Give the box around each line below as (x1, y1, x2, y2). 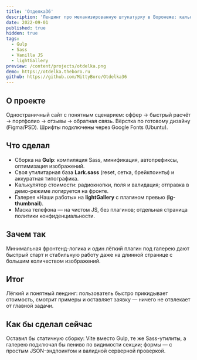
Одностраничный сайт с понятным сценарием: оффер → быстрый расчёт (6, 111, 191, 118)
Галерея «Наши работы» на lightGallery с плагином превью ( (14, 193, 169, 201)
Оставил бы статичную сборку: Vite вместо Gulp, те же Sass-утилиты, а (6, 335, 186, 342)
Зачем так (6, 229, 46, 239)
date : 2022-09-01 (6, 19, 49, 25)
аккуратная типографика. (14, 175, 79, 182)
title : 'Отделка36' (6, 8, 54, 15)
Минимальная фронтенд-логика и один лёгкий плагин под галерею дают (6, 244, 190, 252)
